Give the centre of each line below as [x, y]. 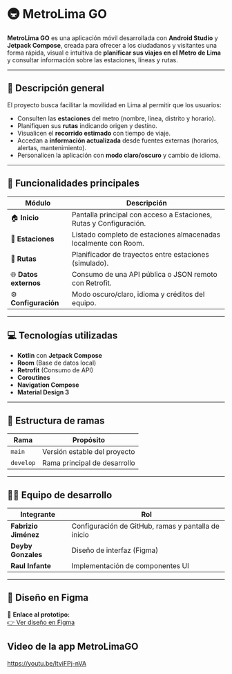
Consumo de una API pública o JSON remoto [144, 274]
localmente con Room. [108, 243]
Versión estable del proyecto [89, 452]
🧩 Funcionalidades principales [74, 184]
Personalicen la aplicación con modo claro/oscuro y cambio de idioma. [119, 155]
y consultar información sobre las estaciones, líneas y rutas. [93, 60]
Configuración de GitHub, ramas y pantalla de [145, 526]
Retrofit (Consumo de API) [55, 370]
